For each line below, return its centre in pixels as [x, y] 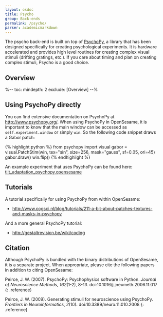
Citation [18, 248]
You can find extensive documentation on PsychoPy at [60, 116]
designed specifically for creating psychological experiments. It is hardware [81, 47]
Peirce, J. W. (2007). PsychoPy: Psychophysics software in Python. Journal [81, 279]
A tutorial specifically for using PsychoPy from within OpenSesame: [73, 199]
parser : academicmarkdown [31, 28]
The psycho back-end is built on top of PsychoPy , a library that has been [78, 42]
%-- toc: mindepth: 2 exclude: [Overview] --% [52, 89]
